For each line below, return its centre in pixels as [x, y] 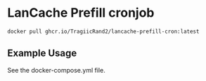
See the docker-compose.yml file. [56, 70]
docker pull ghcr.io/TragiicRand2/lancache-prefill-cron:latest [103, 31]
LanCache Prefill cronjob [81, 13]
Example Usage [42, 53]
